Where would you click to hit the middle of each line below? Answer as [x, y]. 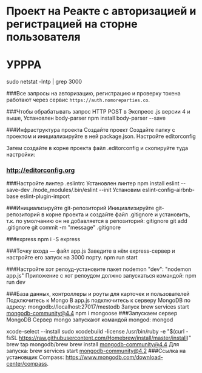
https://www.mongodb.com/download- [115, 357]
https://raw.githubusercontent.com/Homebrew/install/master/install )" [105, 338]
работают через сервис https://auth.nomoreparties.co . [78, 100]
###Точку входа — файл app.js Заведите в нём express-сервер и [91, 251]
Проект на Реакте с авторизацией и [101, 11]
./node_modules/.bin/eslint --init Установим [86, 190]
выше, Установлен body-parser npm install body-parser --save [86, 118]
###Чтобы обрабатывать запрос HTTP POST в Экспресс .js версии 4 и [98, 112]
